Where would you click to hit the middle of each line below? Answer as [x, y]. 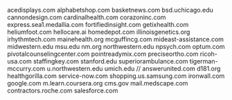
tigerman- [204, 61]
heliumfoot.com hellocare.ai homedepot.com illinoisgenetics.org [99, 32]
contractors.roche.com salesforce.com [63, 90]
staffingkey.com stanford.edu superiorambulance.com [111, 61]
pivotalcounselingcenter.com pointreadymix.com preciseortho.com [103, 54]
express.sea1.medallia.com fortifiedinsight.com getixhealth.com [98, 24]
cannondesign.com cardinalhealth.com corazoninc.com [87, 17]
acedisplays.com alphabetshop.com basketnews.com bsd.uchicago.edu [110, 10]
